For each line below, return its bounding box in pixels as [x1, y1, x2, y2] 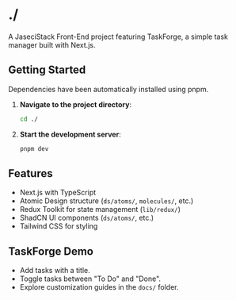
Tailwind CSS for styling [19, 221, 98, 231]
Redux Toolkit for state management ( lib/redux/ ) [19, 205, 181, 214]
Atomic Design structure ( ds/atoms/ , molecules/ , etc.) [19, 196, 194, 206]
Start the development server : [19, 129, 121, 139]
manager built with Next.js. [8, 40, 96, 49]
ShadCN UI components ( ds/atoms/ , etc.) [19, 213, 154, 223]
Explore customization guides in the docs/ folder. [19, 283, 180, 292]
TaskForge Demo [8, 244, 93, 258]
